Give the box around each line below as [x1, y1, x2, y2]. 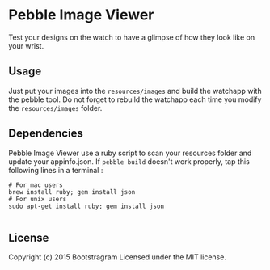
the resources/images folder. [8, 103, 103, 112]
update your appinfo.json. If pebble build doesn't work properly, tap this [8, 156, 251, 167]
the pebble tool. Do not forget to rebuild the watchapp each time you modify [8, 95, 262, 104]
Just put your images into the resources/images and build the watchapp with [8, 86, 262, 95]
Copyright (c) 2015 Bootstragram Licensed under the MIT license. [8, 252, 226, 262]
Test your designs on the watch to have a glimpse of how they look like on [8, 32, 255, 42]
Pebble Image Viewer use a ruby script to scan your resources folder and [8, 148, 252, 158]
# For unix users [8, 195, 67, 203]
